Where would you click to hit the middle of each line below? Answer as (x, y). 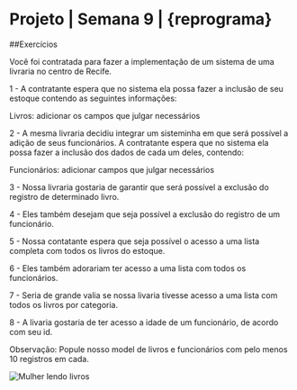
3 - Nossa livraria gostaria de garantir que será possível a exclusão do (139, 187)
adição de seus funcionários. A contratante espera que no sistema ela (139, 142)
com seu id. (31, 331)
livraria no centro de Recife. (61, 71)
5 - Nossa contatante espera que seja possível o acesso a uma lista (135, 241)
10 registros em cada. (49, 358)
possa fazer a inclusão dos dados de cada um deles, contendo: (127, 152)
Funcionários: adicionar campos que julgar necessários (112, 169)
